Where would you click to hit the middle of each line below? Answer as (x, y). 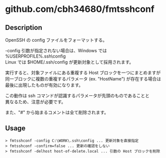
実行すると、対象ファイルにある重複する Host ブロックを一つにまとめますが (83, 73)
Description (24, 28)
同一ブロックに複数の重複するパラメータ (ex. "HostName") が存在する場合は (83, 79)
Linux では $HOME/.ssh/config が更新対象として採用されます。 (70, 62)
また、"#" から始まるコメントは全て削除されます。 (57, 112)
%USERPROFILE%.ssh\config (36, 56)
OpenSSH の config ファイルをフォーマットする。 (56, 40)
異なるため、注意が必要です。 (36, 102)
